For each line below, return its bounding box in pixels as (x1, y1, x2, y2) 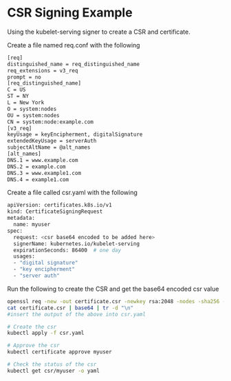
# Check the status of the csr (7, 361, 97, 368)
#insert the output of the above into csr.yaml (7, 311, 146, 318)
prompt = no (7, 74, 41, 81)
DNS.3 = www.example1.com (7, 169, 81, 176)
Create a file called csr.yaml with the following (7, 188, 137, 197)
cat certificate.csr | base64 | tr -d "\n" (7, 305, 134, 311)
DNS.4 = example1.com (7, 176, 69, 183)
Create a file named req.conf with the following (7, 41, 140, 49)
